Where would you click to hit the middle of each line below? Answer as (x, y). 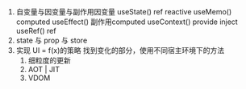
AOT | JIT (44, 69)
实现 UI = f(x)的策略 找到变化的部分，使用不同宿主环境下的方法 (120, 50)
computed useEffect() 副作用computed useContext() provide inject (127, 22)
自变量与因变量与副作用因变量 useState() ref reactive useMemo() (124, 12)
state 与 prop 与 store (52, 40)
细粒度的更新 (49, 60)
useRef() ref (36, 31)
